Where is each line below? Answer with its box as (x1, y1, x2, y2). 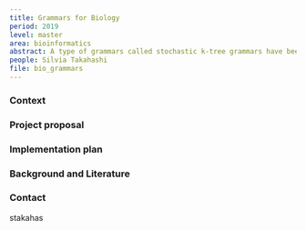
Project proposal (9, 118, 85, 131)
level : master (9, 30, 64, 39)
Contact (9, 192, 46, 205)
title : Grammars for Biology (9, 13, 120, 23)
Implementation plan (9, 143, 103, 155)
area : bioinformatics (9, 38, 92, 48)
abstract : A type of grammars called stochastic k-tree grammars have (9, 47, 283, 56)
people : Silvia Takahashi (9, 55, 107, 65)
